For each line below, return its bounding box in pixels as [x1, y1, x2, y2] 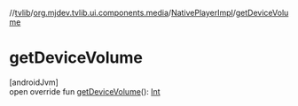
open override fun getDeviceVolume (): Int [9, 86, 161, 96]
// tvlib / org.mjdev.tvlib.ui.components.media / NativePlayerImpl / [9, 8, 237, 18]
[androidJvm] [9, 77, 59, 87]
